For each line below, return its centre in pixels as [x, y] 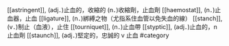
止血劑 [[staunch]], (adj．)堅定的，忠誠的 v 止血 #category [88, 35]
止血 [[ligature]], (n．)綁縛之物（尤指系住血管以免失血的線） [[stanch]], [124, 18]
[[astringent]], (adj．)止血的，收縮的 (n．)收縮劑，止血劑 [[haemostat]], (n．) [111, 10]
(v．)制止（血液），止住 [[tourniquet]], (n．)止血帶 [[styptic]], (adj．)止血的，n [112, 27]
